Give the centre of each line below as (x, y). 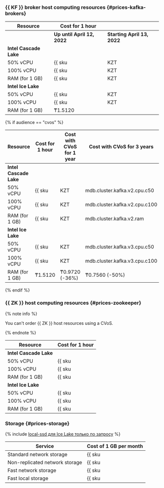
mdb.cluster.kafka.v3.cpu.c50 (120, 247)
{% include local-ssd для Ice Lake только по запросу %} (63, 434)
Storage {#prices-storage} (37, 423)
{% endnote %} (21, 333)
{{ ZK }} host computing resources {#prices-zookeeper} (73, 303)
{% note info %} (21, 314)
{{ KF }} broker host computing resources (55, 7)
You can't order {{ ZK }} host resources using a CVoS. (59, 323)
